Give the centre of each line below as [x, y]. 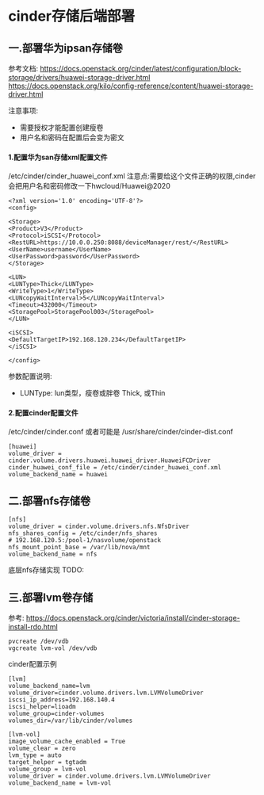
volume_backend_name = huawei [58, 475]
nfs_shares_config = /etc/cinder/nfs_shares [83, 533]
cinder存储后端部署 [72, 16]
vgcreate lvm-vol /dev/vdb [53, 648]
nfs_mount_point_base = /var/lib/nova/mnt [79, 548]
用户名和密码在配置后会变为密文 [72, 137]
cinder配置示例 [33, 664]
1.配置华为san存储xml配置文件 [58, 157]
